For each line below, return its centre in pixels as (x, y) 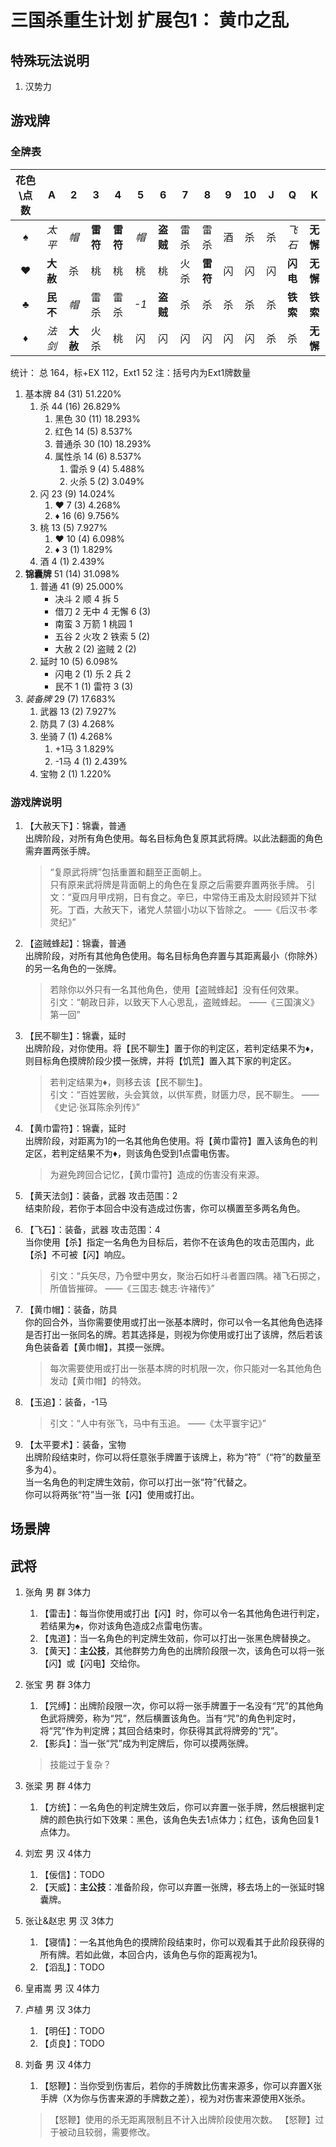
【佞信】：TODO (72, 1875)
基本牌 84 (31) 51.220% (73, 393)
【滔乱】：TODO (72, 1967)
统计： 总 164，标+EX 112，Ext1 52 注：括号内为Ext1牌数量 (131, 372)
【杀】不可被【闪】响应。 (77, 1254)
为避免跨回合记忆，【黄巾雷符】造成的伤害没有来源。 (157, 1174)
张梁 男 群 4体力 (58, 1786)
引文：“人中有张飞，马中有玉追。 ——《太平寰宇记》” (158, 1423)
